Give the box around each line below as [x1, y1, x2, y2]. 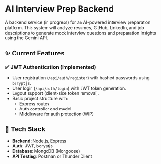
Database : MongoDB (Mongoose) [12, 148, 80, 154]
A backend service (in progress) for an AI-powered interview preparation [5, 19, 151, 25]
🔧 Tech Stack [5, 125, 46, 133]
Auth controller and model [19, 106, 72, 111]
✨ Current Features [5, 49, 64, 57]
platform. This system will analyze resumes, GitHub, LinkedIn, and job [5, 24, 144, 30]
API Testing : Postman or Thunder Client [12, 153, 92, 159]
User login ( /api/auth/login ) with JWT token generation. [12, 85, 126, 91]
